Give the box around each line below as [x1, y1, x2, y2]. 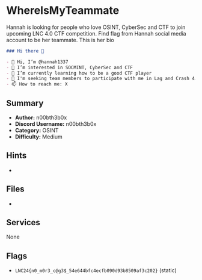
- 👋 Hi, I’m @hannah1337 [6, 58, 69, 65]
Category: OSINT [14, 127, 59, 134]
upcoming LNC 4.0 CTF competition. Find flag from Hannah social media [6, 30, 186, 37]
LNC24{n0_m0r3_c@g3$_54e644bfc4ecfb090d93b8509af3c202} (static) [14, 267, 177, 274]
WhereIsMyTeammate [6, 4, 120, 17]
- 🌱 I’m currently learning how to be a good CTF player [6, 70, 152, 76]
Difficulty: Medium [14, 133, 63, 140]
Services [6, 217, 41, 228]
